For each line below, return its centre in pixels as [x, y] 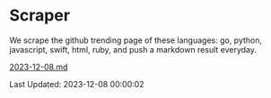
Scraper [39, 16]
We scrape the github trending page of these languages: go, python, [136, 40]
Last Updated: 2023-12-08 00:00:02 [77, 84]
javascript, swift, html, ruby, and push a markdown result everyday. [133, 49]
